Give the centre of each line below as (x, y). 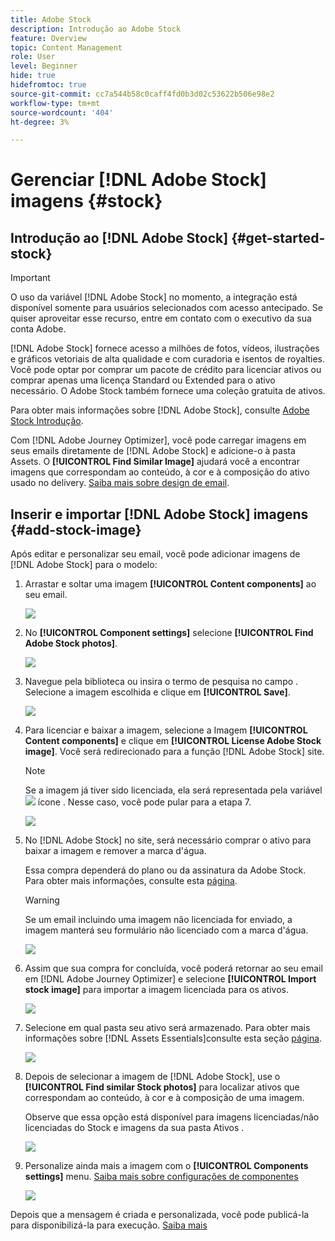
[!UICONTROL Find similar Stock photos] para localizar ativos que (162, 1087)
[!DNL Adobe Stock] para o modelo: (84, 565)
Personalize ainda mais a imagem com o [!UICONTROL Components (166, 1166)
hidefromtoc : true (48, 85)
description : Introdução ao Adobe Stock (96, 29)
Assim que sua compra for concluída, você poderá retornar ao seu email (173, 968)
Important (30, 278)
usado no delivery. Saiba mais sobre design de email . (120, 483)
